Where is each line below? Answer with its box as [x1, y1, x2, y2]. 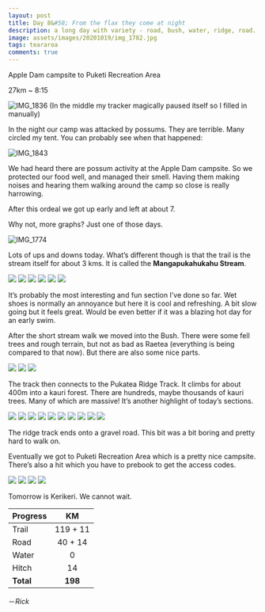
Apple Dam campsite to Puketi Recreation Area [8, 70, 161, 79]
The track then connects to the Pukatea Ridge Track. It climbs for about [8, 379, 241, 389]
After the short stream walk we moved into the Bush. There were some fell [8, 331, 251, 340]
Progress [12, 511, 47, 521]
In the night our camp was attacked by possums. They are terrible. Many [8, 124, 245, 134]
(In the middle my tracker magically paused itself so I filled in [49, 101, 248, 110]
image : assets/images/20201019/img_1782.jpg [8, 33, 157, 42]
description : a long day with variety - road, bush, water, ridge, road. [8, 26, 257, 34]
